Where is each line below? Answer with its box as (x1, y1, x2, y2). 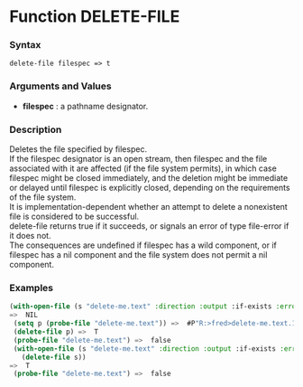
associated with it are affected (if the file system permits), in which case (9, 163, 277, 174)
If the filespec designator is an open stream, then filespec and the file (9, 154, 268, 165)
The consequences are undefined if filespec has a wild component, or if (9, 240, 277, 250)
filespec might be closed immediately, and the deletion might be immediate (9, 173, 289, 184)
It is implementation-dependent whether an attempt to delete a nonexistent (9, 202, 289, 212)
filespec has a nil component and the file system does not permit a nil (9, 250, 268, 260)
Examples (9, 282, 54, 294)
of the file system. (9, 192, 77, 203)
